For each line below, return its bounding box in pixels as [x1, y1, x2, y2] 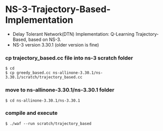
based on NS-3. [28, 36, 62, 42]
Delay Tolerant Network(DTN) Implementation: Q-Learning [12, 31, 135, 37]
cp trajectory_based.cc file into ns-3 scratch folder [5, 54, 133, 61]
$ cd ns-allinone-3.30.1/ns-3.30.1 [5, 98, 80, 103]
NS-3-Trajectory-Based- [5, 4, 111, 15]
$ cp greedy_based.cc [5, 70, 51, 75]
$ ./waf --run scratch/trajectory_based [5, 121, 92, 126]
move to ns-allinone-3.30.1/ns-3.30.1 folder [5, 86, 115, 94]
